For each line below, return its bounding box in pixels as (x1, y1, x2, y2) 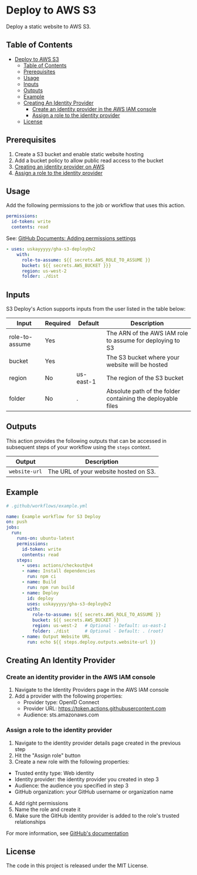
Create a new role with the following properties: (14, 758, 130, 765)
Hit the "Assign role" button (14, 752, 81, 759)
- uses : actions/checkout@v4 (21, 563, 93, 568)
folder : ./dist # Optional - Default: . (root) (32, 628, 164, 634)
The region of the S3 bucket (106, 374, 184, 382)
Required (45, 319, 71, 328)
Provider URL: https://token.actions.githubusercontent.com (23, 705, 166, 712)
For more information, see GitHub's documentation (6, 829, 129, 837)
